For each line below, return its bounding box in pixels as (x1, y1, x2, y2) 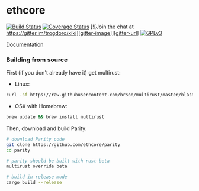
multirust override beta (6, 163, 68, 169)
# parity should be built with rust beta (6, 158, 110, 164)
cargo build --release (6, 180, 62, 186)
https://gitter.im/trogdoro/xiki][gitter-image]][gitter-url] (6, 29, 139, 36)
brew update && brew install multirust (6, 114, 105, 120)
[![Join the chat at (91, 23, 134, 30)
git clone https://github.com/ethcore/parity (6, 141, 120, 148)
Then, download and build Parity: (6, 125, 87, 132)
